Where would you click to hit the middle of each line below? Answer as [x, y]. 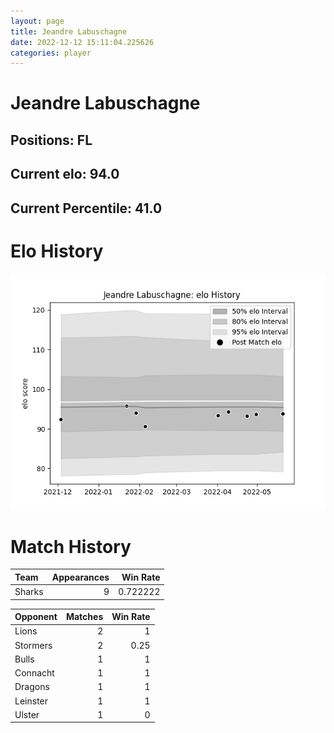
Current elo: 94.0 [65, 174]
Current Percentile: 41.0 [86, 208]
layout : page [37, 21]
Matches [84, 617]
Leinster [31, 701]
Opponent [36, 617]
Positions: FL [51, 140]
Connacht [34, 673]
